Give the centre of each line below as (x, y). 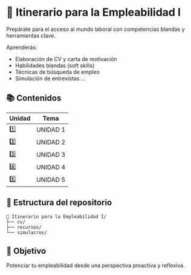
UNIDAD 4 (50, 167)
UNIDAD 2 (50, 142)
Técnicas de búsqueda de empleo (57, 71)
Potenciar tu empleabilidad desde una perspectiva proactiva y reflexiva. (96, 265)
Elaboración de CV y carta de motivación (66, 59)
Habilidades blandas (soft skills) (55, 65)
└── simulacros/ (27, 233)
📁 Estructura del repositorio (59, 203)
